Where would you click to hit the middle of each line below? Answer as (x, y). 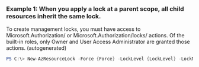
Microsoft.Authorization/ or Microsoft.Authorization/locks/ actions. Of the (95, 36)
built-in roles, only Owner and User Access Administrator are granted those (98, 42)
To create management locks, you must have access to (73, 29)
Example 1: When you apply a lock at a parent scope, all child (95, 9)
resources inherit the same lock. (54, 16)
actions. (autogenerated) (36, 48)
